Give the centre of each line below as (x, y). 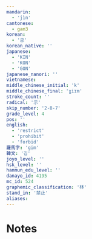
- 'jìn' (21, 18)
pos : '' (16, 119)
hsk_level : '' (24, 165)
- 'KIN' (21, 57)
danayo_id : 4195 (27, 176)
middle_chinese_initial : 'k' (43, 86)
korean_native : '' (29, 46)
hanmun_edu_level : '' (34, 170)
